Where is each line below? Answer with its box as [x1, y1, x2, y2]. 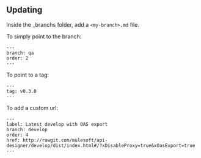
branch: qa [6, 50, 34, 56]
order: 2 [6, 55, 29, 61]
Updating [6, 5, 43, 15]
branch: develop [6, 126, 48, 132]
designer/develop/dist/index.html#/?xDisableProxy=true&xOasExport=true [6, 142, 196, 148]
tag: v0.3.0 [6, 88, 37, 94]
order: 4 [6, 132, 29, 138]
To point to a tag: [6, 71, 49, 78]
